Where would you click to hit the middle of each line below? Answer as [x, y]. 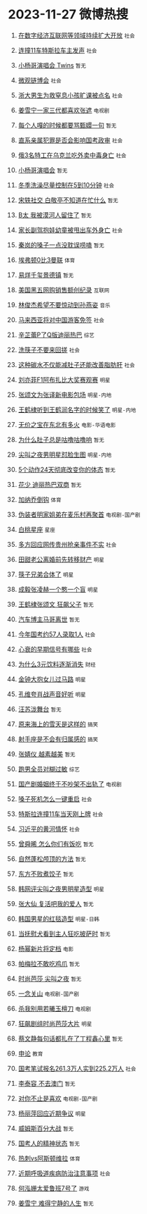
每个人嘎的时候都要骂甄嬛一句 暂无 [67, 125]
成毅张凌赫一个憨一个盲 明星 [58, 589]
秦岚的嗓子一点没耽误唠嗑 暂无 [61, 244]
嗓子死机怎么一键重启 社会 [55, 799]
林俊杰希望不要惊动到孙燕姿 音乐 [64, 304]
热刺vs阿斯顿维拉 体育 [49, 1158]
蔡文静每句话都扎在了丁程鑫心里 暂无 [70, 1038]
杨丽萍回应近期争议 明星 [52, 1113]
